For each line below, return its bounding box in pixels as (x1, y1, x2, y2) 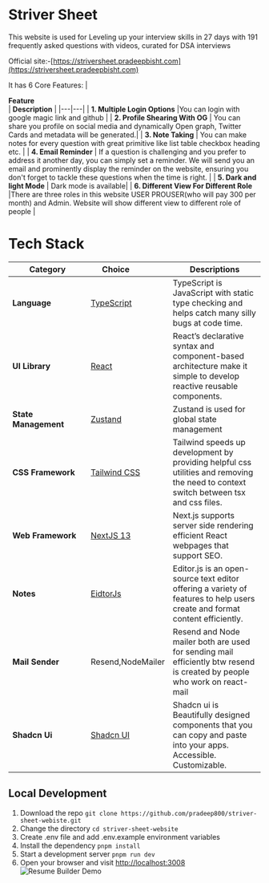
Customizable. (172, 759, 227, 771)
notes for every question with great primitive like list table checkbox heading (8, 138, 260, 148)
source (172, 573, 199, 584)
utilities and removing (172, 467, 254, 478)
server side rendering (172, 520, 254, 531)
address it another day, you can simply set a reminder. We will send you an (8, 155, 255, 165)
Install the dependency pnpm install (19, 840, 141, 850)
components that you (172, 719, 253, 731)
